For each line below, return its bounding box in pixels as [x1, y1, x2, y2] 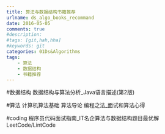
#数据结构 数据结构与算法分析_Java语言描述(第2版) [6, 89, 135, 96]
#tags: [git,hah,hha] [6, 37, 62, 43]
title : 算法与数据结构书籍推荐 [6, 9, 76, 15]
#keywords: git [6, 43, 45, 49]
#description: [6, 32, 43, 38]
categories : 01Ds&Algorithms [6, 49, 81, 55]
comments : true [6, 26, 45, 32]
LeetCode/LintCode [6, 121, 56, 129]
